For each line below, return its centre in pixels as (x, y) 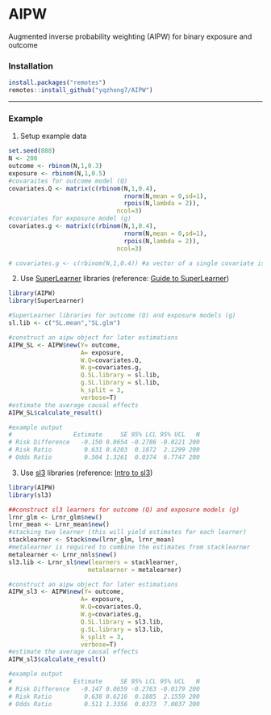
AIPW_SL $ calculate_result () (56, 413)
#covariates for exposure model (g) (70, 219)
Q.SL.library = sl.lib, (120, 375)
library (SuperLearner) (46, 301)
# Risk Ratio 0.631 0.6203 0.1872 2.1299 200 (104, 450)
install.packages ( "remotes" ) (57, 83)
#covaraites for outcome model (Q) (68, 181)
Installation (31, 65)
